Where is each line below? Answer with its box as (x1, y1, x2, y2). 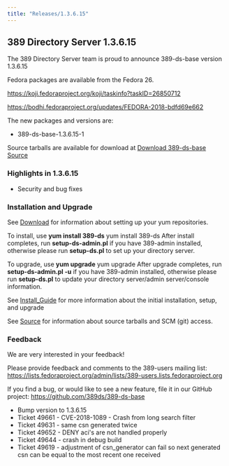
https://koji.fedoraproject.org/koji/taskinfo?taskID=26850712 (7, 89, 182, 98)
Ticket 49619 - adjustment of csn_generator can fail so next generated (17, 443, 221, 452)
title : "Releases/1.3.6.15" (7, 10, 89, 18)
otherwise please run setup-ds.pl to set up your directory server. (7, 247, 195, 255)
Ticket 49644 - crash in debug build (17, 436, 122, 444)
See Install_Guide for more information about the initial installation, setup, (7, 296, 218, 305)
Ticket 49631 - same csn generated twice (17, 421, 138, 430)
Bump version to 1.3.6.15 (17, 406, 87, 414)
